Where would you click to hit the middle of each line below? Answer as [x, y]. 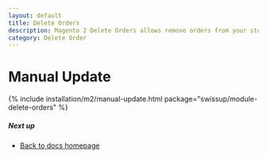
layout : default [35, 15]
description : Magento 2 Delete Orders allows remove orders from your [128, 30]
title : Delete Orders [44, 23]
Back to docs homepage [60, 146]
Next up [21, 125]
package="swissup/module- [211, 99]
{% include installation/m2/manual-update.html [85, 99]
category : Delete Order [48, 38]
